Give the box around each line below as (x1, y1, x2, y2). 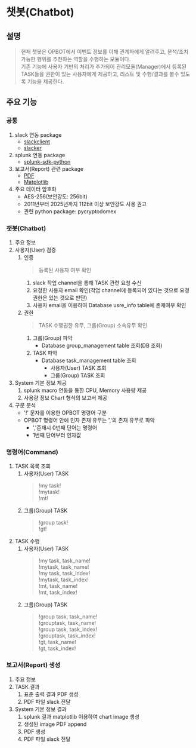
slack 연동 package (14, 131, 62, 138)
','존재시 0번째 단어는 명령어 (32, 424, 97, 431)
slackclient (23, 138, 51, 145)
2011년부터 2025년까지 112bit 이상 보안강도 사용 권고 (23, 200, 147, 207)
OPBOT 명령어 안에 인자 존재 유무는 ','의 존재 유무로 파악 (23, 416, 155, 424)
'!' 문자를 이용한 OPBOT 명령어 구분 (23, 409, 107, 416)
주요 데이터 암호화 (14, 185, 57, 192)
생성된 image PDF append (23, 721, 87, 728)
